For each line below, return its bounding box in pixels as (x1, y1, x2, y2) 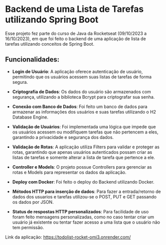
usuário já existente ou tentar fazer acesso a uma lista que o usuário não (12, 219, 161, 225)
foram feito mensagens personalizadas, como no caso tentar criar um (12, 214, 155, 220)
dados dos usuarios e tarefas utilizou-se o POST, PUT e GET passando (12, 193, 157, 199)
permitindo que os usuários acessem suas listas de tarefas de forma (12, 73, 152, 80)
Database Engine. (12, 114, 48, 120)
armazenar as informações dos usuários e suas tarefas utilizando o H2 (12, 109, 157, 115)
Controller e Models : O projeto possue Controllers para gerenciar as (12, 164, 152, 170)
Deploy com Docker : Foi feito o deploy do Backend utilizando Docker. (12, 179, 155, 184)
